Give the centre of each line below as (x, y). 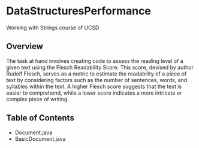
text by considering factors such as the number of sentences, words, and (97, 80)
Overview (25, 46)
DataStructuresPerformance (79, 11)
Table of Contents (40, 118)
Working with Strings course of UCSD (53, 28)
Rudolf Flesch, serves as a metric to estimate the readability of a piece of (97, 74)
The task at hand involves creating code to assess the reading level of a (95, 61)
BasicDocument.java (40, 138)
